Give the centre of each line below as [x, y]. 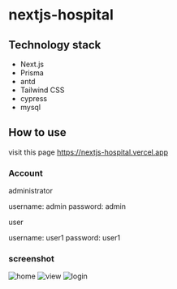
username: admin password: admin [67, 206]
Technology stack [55, 45]
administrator [30, 191]
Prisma [32, 73]
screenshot [32, 259]
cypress [33, 98]
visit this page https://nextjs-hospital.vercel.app [88, 152]
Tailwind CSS [42, 90]
